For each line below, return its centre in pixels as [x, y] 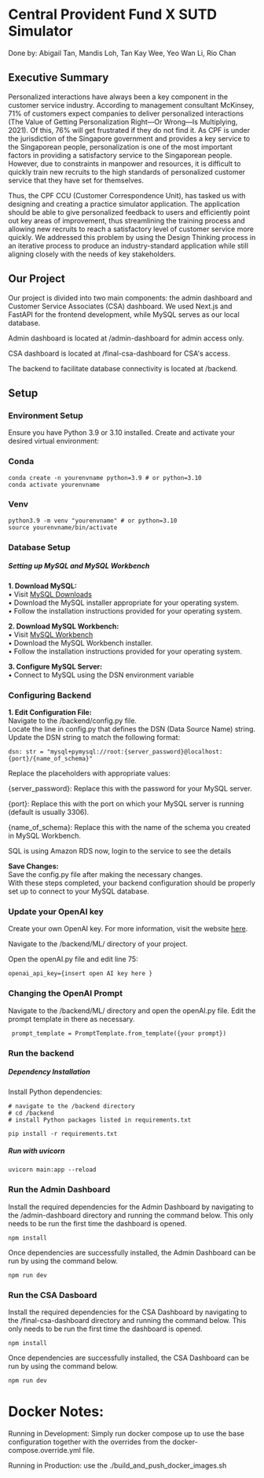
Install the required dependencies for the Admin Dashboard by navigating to [131, 1207]
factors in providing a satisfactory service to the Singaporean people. [120, 155]
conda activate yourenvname [54, 485]
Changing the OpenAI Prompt [66, 993]
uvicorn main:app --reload [52, 1170]
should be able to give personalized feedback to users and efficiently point [129, 212]
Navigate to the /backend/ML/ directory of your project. [98, 944]
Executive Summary [59, 77]
